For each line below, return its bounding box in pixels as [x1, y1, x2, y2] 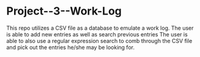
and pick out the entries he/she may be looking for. [6, 44, 135, 51]
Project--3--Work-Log [6, 4, 122, 18]
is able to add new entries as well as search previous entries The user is [6, 30, 188, 38]
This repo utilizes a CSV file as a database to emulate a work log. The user [6, 24, 194, 32]
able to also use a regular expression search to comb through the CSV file [6, 37, 193, 44]
